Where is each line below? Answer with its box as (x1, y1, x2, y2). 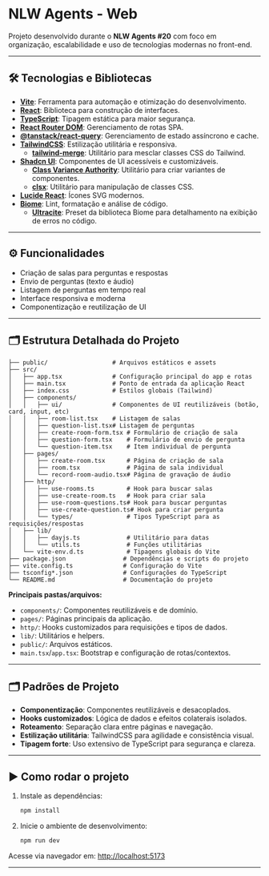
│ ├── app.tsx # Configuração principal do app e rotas (8, 373, 252, 381)
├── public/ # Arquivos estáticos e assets (8, 359, 217, 367)
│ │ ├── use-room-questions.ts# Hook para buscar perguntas (8, 499, 227, 507)
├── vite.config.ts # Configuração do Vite (8, 562, 203, 570)
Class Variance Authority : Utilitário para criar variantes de (31, 165, 226, 175)
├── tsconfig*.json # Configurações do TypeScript (8, 569, 227, 577)
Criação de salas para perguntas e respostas (19, 267, 168, 277)
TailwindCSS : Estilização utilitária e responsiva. (19, 139, 178, 149)
